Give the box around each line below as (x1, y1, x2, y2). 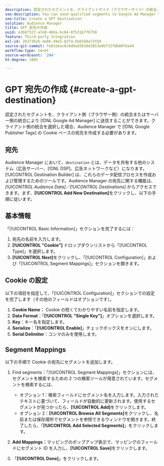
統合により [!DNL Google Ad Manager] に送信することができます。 (18, 118, 152, 124)
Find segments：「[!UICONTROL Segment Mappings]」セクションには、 (12, 370, 157, 376)
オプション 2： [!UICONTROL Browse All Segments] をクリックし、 (19, 410, 155, 416)
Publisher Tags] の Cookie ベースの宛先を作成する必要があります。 (5, 130, 139, 136)
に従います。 (9, 196, 35, 202)
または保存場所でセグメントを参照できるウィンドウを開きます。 (23, 417, 152, 422)
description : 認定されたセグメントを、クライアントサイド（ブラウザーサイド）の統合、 (5, 7, 161, 12)
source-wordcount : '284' (5, 52, 56, 58)
